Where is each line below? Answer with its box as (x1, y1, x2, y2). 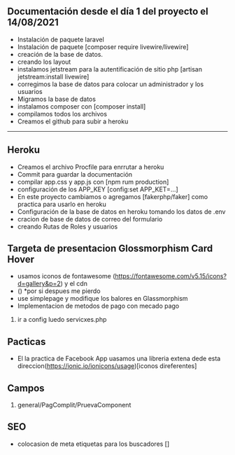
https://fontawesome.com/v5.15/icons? (115, 272, 227, 280)
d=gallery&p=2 (17, 280, 61, 288)
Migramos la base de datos (17, 95, 97, 103)
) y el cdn (60, 280, 87, 288)
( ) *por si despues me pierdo (17, 287, 101, 295)
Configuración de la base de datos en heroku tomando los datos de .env (17, 207, 226, 216)
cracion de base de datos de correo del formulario (17, 215, 163, 223)
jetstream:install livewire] (17, 72, 90, 81)
